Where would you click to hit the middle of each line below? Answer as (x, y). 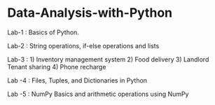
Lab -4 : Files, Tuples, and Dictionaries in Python (77, 80)
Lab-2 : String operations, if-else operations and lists (83, 45)
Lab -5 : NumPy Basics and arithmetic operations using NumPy (98, 94)
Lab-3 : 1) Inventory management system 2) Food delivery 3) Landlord (108, 59)
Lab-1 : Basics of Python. (43, 32)
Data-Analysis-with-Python (90, 13)
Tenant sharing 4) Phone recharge (57, 66)
